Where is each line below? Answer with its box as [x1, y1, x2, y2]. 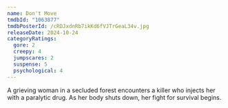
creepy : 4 [13, 49, 41, 55]
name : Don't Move [7, 10, 57, 17]
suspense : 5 [13, 61, 48, 68]
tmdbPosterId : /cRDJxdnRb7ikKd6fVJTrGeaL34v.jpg [7, 23, 149, 29]
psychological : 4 [13, 67, 63, 74]
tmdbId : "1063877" [7, 16, 60, 23]
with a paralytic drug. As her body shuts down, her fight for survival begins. [7, 93, 222, 101]
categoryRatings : [7, 36, 57, 42]
